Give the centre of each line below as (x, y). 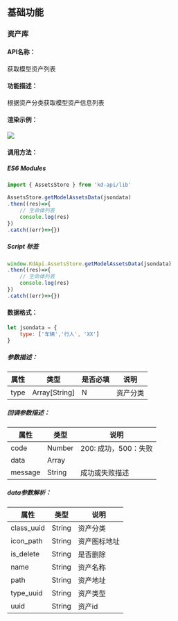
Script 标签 (23, 247)
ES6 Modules (27, 168)
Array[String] (54, 392)
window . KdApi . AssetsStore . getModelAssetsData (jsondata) (89, 264)
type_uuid (27, 593)
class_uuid (28, 528)
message (26, 472)
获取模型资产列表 (32, 69)
